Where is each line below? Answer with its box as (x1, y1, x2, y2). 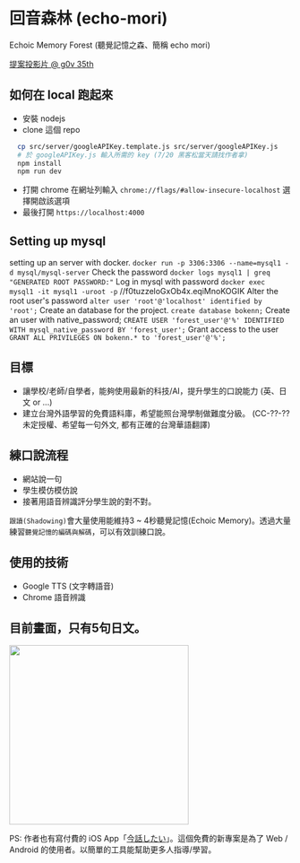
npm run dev (17, 167, 63, 176)
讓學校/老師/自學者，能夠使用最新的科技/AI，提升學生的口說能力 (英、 (21, 385, 279, 396)
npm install (17, 159, 63, 168)
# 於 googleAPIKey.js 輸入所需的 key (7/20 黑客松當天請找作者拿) (17, 150, 249, 160)
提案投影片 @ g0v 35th (9, 58, 94, 69)
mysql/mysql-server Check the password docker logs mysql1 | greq (17, 266, 270, 278)
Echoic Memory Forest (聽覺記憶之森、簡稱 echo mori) (9, 39, 210, 50)
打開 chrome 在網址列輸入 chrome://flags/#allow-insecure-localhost (21, 185, 281, 196)
